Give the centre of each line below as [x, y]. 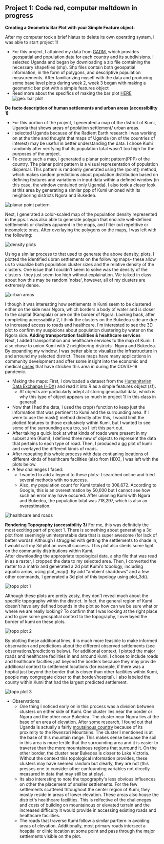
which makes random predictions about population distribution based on [85, 174]
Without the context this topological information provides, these [83, 758]
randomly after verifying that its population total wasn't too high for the [83, 148]
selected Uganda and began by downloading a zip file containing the [81, 62]
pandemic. [16, 372]
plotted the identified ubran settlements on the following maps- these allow [81, 259]
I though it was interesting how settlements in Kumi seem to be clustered [78, 304]
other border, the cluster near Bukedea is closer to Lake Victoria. [84, 753]
